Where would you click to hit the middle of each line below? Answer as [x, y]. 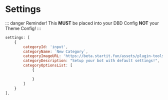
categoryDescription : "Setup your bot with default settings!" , [91, 61]
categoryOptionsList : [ [48, 65]
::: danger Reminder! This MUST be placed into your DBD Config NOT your [82, 23]
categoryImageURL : [42, 56]
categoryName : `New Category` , [56, 51]
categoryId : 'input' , [46, 47]
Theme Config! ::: [23, 28]
